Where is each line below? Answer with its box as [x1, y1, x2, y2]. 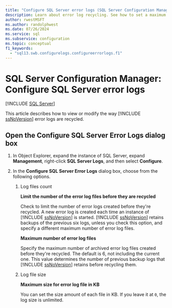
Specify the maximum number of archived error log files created [20, 245, 156, 251]
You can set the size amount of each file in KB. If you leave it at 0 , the [20, 292, 166, 298]
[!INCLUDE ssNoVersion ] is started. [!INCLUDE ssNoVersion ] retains [20, 214, 164, 221]
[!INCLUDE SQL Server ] [5, 101, 55, 107]
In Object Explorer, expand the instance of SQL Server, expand [12, 153, 145, 159]
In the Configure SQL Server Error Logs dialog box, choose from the [12, 168, 158, 174]
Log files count [20, 184, 52, 190]
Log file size [20, 271, 46, 278]
